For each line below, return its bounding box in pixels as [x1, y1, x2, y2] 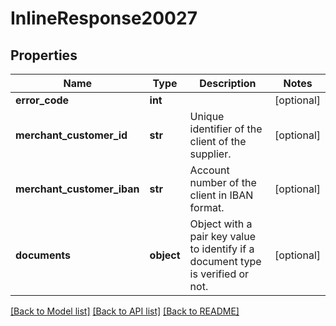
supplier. [189, 147, 232, 161]
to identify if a [189, 242, 255, 256]
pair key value [189, 230, 257, 243]
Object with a [189, 217, 253, 231]
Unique [189, 110, 225, 123]
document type [189, 255, 262, 268]
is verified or [189, 267, 250, 281]
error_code [15, 93, 70, 107]
